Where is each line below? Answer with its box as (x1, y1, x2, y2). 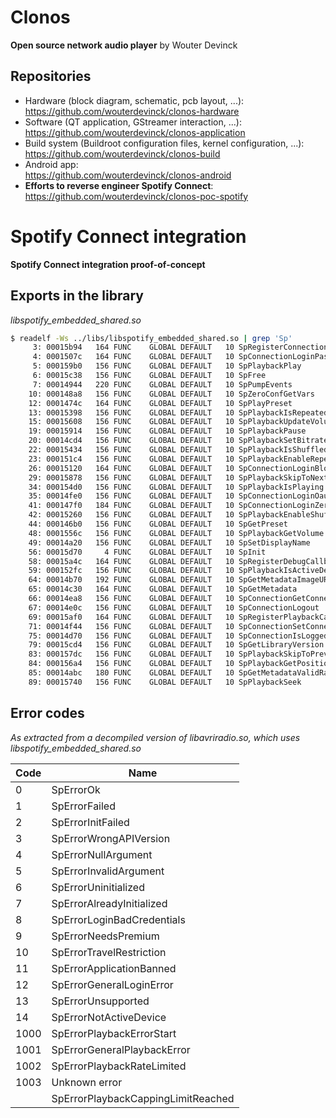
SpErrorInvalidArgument (51, 864, 165, 878)
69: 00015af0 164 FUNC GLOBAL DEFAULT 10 (28, 612, 235, 622)
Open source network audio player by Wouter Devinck (10, 39, 238, 51)
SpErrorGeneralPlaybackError (51, 1042, 191, 1056)
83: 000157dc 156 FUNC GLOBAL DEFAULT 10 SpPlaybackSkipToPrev (28, 649, 329, 660)
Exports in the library (10, 287, 144, 305)
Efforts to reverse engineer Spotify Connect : (24, 179, 214, 191)
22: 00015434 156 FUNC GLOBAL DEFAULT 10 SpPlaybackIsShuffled (28, 445, 329, 455)
